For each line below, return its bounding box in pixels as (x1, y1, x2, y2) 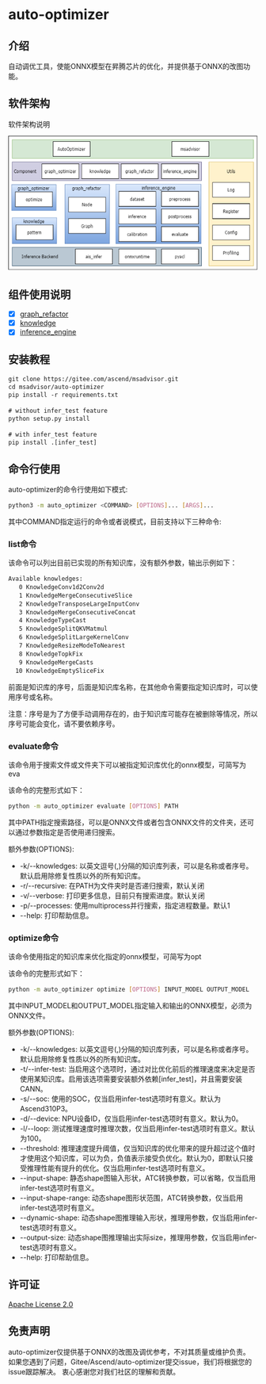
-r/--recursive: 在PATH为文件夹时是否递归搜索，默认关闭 (19, 881, 205, 890)
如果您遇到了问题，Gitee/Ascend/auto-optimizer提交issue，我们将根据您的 (8, 1357, 252, 1367)
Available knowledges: (8, 575, 83, 583)
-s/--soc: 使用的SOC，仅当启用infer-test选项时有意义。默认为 (19, 1094, 222, 1103)
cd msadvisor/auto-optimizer (8, 383, 104, 392)
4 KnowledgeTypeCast (18, 617, 87, 625)
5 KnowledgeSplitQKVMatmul (18, 625, 108, 633)
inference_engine (19, 327, 77, 337)
